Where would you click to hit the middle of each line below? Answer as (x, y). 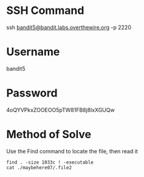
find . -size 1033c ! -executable (50, 162)
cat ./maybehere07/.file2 (39, 167)
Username (33, 52)
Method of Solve (49, 135)
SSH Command (45, 11)
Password (32, 93)
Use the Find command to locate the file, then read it (72, 151)
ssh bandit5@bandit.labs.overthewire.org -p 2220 (69, 27)
